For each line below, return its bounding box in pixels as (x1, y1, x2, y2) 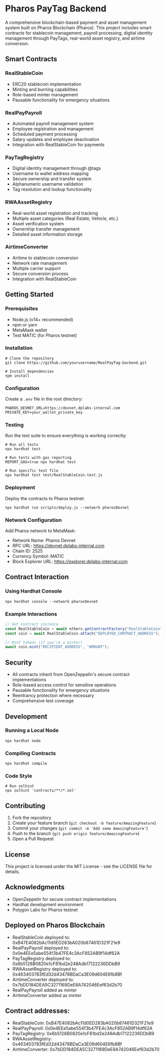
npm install (5, 373, 30, 378)
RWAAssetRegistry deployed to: (12, 966, 78, 972)
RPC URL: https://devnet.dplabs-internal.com (12, 542, 105, 548)
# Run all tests (5, 442, 39, 447)
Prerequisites (5, 305, 38, 312)
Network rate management (12, 260, 67, 266)
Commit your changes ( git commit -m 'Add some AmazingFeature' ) (12, 825, 148, 831)
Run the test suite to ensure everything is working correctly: (5, 433, 127, 439)
